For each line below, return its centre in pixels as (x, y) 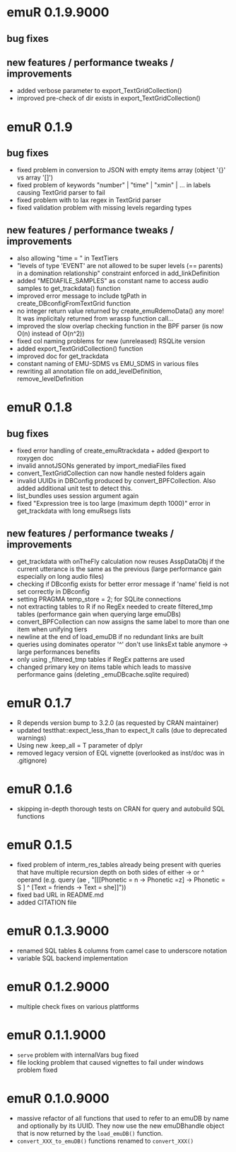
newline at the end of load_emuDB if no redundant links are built (110, 637)
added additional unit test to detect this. (75, 488)
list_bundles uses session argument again (78, 496)
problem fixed (37, 1070)
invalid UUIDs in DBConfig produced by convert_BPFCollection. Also (116, 481)
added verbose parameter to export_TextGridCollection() (99, 91)
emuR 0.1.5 (40, 845)
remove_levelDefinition (50, 379)
